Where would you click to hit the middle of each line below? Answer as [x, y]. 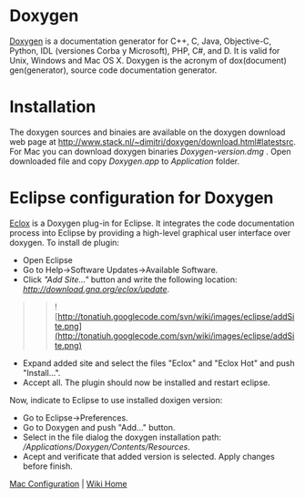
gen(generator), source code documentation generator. [113, 70]
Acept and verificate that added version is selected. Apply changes [148, 456]
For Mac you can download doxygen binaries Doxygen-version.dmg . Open [150, 151]
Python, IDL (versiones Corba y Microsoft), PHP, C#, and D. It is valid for [145, 50]
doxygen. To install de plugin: [65, 242]
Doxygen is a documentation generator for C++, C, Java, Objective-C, [141, 41]
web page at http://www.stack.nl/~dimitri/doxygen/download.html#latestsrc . [152, 141]
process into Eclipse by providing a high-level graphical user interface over [150, 232]
